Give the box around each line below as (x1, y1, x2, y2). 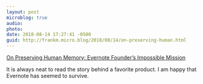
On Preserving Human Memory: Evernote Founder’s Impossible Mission (6, 54, 186, 61)
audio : (6, 20, 23, 26)
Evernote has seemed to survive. (6, 72, 89, 79)
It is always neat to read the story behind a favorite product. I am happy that (6, 66, 197, 73)
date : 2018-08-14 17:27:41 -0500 (6, 32, 91, 38)
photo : (6, 26, 23, 32)
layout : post (6, 9, 40, 15)
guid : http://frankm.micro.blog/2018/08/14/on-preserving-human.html (6, 37, 187, 43)
